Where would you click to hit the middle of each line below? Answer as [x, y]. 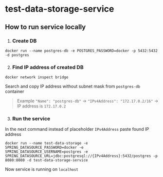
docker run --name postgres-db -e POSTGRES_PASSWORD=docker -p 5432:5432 [81, 51]
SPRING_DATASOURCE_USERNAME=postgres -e [47, 152]
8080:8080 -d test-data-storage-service [47, 160]
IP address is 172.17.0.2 [41, 106]
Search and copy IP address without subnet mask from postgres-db [72, 87]
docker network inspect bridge [37, 77]
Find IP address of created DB [48, 67]
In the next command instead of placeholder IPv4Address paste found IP [77, 129]
